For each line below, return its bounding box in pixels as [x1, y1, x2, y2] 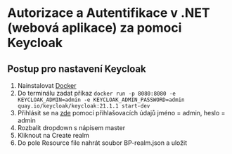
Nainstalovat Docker [17, 82, 77, 89]
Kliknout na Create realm [17, 131, 90, 139]
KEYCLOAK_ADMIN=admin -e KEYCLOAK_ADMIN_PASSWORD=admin [17, 96, 185, 103]
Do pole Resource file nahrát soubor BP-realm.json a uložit [17, 139, 188, 147]
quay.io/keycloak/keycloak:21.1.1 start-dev [17, 103, 150, 110]
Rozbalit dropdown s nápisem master [17, 124, 125, 131]
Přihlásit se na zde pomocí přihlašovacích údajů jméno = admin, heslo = [17, 109, 226, 117]
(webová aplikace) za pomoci [7, 20, 182, 36]
